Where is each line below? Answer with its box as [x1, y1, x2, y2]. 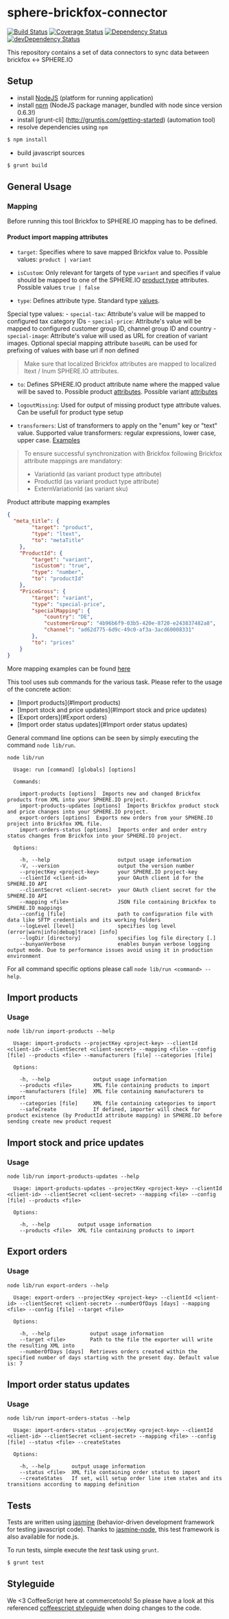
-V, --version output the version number [19, 862, 195, 869]
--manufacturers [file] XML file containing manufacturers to [19, 1088, 204, 1095]
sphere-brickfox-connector [7, 5, 168, 21]
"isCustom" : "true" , [32, 562, 91, 570]
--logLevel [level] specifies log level [19, 922, 176, 929]
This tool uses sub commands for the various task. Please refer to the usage [7, 678, 223, 686]
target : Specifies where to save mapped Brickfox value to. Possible [16, 248, 208, 256]
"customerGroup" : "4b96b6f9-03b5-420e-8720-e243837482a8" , [43, 620, 216, 627]
